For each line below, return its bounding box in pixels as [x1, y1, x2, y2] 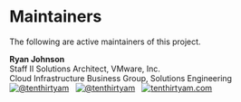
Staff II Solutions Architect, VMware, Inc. [9, 63, 161, 74]
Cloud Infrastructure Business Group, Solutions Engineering [9, 72, 233, 83]
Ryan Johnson [9, 53, 65, 64]
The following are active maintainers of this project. [9, 36, 201, 47]
